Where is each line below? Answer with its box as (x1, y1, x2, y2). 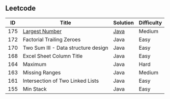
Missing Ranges (22, 69, 61, 76)
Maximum (22, 60, 47, 68)
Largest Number (22, 27, 62, 35)
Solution (113, 19, 134, 26)
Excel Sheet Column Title (22, 52, 83, 59)
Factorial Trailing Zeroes (22, 36, 81, 43)
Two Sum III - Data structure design (22, 44, 108, 51)
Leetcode (5, 4, 36, 13)
